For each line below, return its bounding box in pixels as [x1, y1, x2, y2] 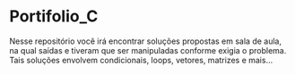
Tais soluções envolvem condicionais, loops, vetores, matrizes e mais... [9, 54, 273, 65]
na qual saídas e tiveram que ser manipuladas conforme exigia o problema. [9, 45, 287, 55]
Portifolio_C [9, 6, 99, 27]
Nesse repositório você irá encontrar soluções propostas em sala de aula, [9, 36, 282, 46]
